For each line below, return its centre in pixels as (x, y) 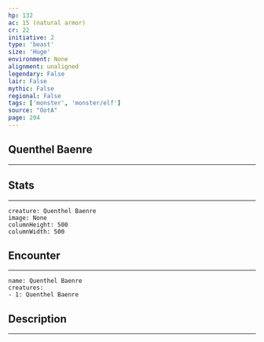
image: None (27, 218)
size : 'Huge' (29, 52)
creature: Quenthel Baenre (52, 211)
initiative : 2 (31, 37)
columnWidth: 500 (37, 232)
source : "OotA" (33, 111)
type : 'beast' (31, 45)
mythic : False (31, 88)
